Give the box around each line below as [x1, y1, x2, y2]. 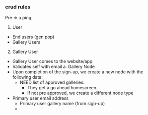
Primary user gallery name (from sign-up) [19, 101, 105, 107]
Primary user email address [12, 95, 69, 101]
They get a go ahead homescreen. [27, 85, 98, 91]
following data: [12, 74, 43, 80]
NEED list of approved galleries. [19, 79, 85, 85]
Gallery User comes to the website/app [12, 58, 93, 64]
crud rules [5, 3, 31, 10]
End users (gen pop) [12, 34, 55, 40]
